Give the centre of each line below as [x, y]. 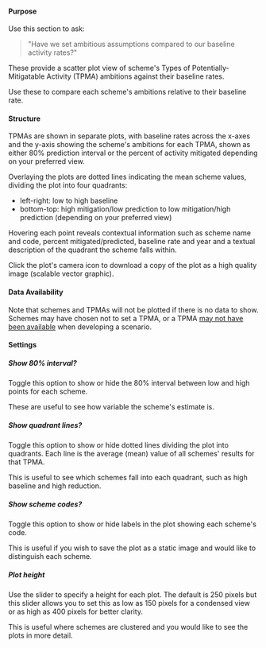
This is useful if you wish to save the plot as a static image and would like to [132, 548]
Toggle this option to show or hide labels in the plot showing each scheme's [132, 524]
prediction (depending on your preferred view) [96, 218]
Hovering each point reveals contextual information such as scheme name [130, 233]
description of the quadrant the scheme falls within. [93, 250]
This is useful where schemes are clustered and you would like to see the [128, 627]
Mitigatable [27, 76]
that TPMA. [27, 462]
